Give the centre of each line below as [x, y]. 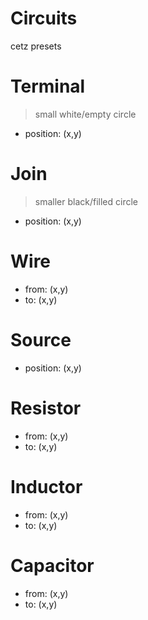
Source [41, 339]
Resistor [46, 408]
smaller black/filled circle [86, 201]
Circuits [44, 18]
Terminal [48, 86]
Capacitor [52, 565]
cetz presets [36, 46]
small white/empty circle [85, 114]
